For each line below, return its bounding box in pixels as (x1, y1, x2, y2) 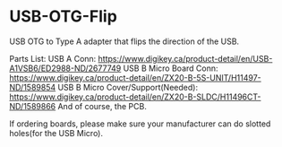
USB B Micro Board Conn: (123, 63, 218, 73)
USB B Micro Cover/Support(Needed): (57, 82, 199, 92)
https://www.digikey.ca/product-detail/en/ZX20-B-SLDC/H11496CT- (9, 91, 261, 102)
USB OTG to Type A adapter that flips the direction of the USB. (9, 36, 240, 47)
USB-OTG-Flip (9, 6, 118, 27)
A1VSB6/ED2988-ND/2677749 (9, 63, 122, 73)
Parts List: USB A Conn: (9, 53, 97, 64)
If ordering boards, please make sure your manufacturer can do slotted (9, 118, 271, 129)
